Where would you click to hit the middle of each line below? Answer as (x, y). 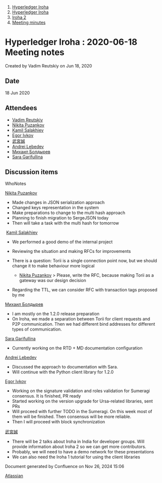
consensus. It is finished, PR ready (46, 396)
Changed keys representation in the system (55, 208)
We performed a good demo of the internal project (62, 242)
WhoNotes (16, 183)
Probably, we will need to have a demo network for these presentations (83, 452)
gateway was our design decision (52, 281)
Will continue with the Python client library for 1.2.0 (63, 372)
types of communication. (37, 329)
